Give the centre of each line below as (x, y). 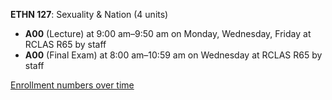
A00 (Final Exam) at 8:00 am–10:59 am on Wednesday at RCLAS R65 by (173, 55)
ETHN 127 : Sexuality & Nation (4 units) (89, 14)
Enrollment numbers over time (72, 85)
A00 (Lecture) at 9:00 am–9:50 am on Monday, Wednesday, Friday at (168, 33)
